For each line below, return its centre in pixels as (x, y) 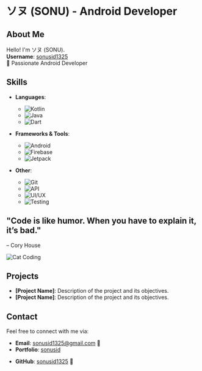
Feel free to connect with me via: (48, 331)
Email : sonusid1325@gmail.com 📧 (58, 343)
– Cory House (23, 245)
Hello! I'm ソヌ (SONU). (36, 50)
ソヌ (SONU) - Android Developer (92, 11)
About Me (25, 34)
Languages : (31, 97)
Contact (22, 316)
